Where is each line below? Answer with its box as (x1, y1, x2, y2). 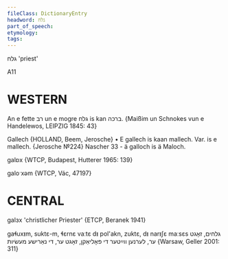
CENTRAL (7, 193, 65, 209)
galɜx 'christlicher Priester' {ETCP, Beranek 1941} (7, 216, 146, 224)
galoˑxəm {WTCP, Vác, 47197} (7, 169, 92, 177)
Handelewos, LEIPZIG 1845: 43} (7, 122, 98, 131)
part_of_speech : (7, 23, 54, 30)
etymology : (7, 29, 38, 36)
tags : (7, 36, 23, 43)
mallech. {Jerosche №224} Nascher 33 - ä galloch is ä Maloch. (7, 142, 186, 151)
